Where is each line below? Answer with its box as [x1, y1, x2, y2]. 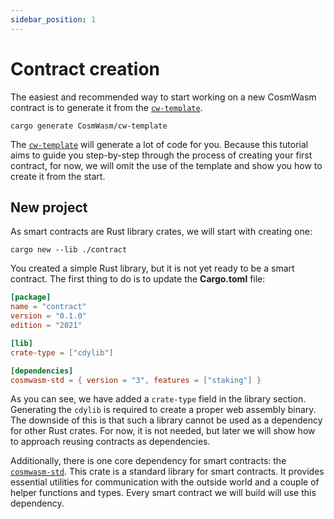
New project [10, 199, 88, 216]
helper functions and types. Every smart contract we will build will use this [10, 487, 317, 499]
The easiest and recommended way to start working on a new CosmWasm [10, 91, 317, 103]
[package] [10, 292, 52, 303]
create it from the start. [10, 170, 106, 182]
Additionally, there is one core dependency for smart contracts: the [10, 455, 287, 467]
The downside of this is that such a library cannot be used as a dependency [10, 414, 323, 426]
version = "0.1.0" [10, 311, 87, 321]
